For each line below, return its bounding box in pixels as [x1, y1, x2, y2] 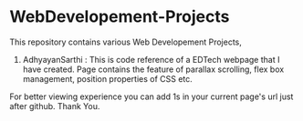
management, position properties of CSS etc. [22, 73, 193, 84]
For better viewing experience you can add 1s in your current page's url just [9, 91, 294, 102]
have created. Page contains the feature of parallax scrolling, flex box [22, 64, 285, 75]
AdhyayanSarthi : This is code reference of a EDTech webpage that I [22, 54, 280, 65]
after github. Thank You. [9, 100, 100, 111]
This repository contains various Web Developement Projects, [9, 36, 242, 47]
